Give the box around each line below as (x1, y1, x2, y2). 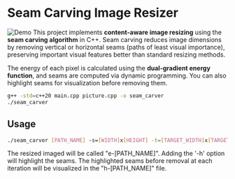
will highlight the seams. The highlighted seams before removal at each (7, 157, 213, 165)
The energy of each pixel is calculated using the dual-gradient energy (7, 64, 211, 72)
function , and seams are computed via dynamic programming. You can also (7, 71, 227, 80)
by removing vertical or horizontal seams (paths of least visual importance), (7, 43, 225, 51)
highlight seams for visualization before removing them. (7, 78, 168, 87)
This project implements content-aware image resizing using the (32, 28, 222, 36)
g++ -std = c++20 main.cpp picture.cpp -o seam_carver (7, 92, 164, 99)
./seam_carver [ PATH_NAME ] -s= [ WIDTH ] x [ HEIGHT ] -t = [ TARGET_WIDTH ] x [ (7, 136, 211, 144)
